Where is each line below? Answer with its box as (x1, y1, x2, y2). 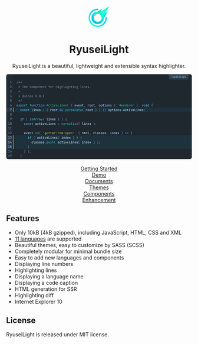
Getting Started (80, 165, 118, 172)
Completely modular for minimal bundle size (14, 248, 122, 255)
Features (6, 213, 39, 223)
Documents (85, 177, 113, 184)
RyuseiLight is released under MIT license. (6, 331, 109, 338)
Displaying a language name (14, 273, 84, 280)
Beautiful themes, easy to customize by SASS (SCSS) (14, 242, 144, 249)
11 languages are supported (14, 235, 82, 242)
